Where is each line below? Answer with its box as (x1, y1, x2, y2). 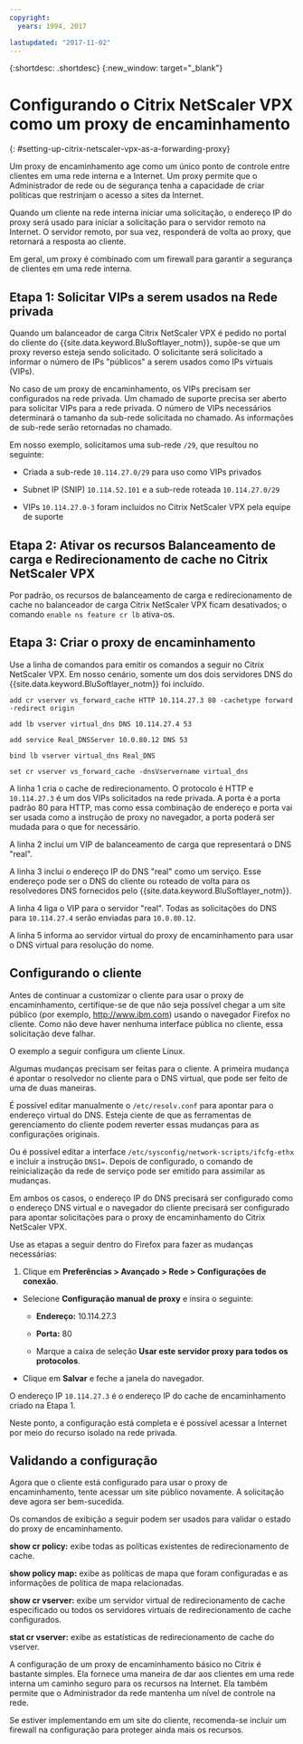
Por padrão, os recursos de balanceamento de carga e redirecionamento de (9, 589, 292, 600)
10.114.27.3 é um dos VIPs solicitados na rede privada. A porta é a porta (9, 792, 280, 803)
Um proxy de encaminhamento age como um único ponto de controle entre (9, 161, 290, 172)
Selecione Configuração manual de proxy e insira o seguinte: (22, 1293, 254, 1304)
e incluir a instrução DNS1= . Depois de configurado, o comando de (9, 1155, 253, 1166)
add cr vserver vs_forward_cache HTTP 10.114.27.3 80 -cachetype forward (9, 695, 294, 705)
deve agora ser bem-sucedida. (9, 1496, 125, 1507)
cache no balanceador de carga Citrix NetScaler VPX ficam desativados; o (9, 599, 288, 610)
